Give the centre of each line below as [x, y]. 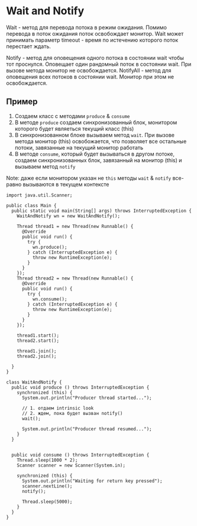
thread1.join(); [37, 351]
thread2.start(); [38, 340]
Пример [22, 102]
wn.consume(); [50, 299]
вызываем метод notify [45, 166]
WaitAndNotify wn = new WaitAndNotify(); [68, 216]
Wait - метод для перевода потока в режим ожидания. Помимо [87, 27]
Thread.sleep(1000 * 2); [47, 460]
